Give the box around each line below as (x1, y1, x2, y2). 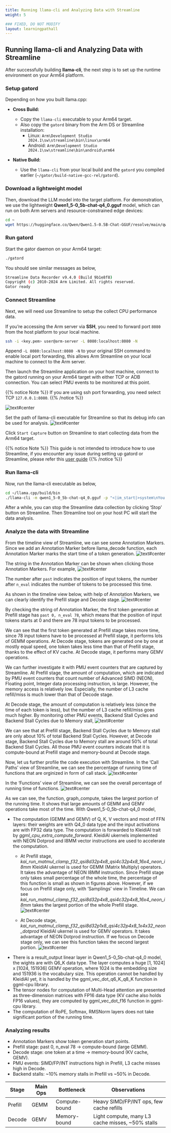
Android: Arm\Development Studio (27, 143, 98, 149)
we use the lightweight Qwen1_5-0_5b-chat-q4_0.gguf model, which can (5, 202, 160, 208)
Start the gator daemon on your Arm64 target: (5, 246, 102, 252)
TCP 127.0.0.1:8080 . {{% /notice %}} (5, 395, 84, 401)
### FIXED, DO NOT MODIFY (5, 21, 60, 27)
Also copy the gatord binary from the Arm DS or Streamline (20, 122, 145, 128)
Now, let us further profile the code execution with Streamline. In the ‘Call (5, 759, 159, 765)
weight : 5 (5, 12, 26, 17)
